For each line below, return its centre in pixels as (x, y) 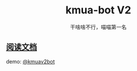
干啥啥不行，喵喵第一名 (98, 27)
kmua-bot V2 (98, 10)
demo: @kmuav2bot (30, 61)
